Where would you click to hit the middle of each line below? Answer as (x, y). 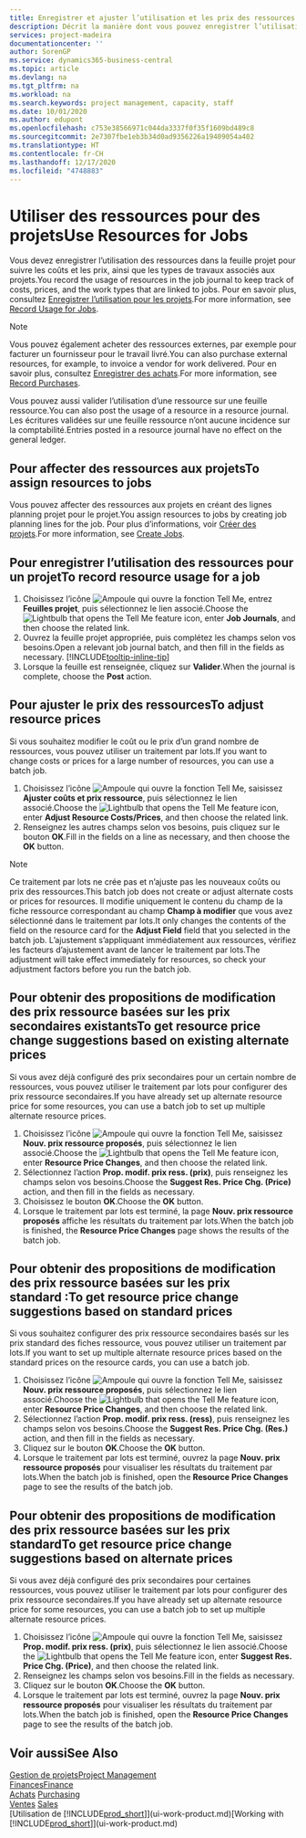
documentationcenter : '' (56, 43)
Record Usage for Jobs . (54, 309)
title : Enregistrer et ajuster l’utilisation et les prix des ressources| (154, 18)
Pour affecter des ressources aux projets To (134, 468)
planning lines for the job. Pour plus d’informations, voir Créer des (133, 524)
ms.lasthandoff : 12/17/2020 (63, 162)
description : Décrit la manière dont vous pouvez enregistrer (130, 26)
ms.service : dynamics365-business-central (91, 60)
